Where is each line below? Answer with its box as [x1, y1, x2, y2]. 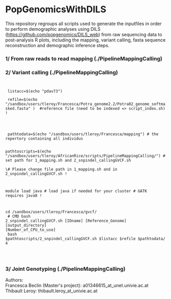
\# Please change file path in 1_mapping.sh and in [5, 166, 117, 172]
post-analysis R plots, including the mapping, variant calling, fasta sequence [5, 37, 166, 43]
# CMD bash [7, 214, 31, 219]
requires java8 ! [5, 193, 42, 198]
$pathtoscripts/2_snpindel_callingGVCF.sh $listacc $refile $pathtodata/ [5, 237, 166, 242]
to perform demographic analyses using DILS [5, 26, 101, 32]
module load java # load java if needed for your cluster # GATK [5, 188, 147, 194]
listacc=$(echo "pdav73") [7, 89, 63, 94]
